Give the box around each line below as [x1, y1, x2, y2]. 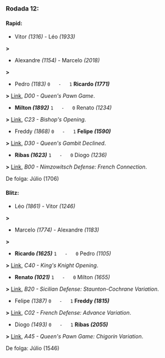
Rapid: [5, 20, 23, 27]
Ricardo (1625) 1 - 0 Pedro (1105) [14, 250, 111, 257]
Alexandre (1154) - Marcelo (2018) [14, 57, 100, 64]
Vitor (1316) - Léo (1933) [14, 33, 75, 40]
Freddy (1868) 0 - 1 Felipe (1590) [14, 128, 111, 135]
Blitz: [5, 189, 19, 196]
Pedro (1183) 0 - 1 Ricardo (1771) [14, 81, 110, 88]
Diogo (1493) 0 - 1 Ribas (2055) [14, 321, 108, 328]
